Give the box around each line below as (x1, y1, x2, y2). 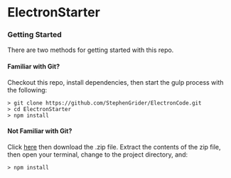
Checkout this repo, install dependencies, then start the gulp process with (7, 78, 224, 86)
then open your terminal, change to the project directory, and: (7, 150, 188, 159)
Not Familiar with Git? (7, 127, 72, 135)
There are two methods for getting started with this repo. (7, 46, 174, 54)
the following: (7, 85, 48, 94)
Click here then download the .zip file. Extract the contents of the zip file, (7, 142, 221, 151)
